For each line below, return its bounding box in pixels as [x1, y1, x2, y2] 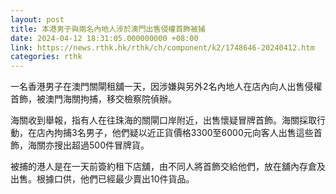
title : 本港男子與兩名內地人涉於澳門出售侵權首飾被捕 [10, 24, 206, 34]
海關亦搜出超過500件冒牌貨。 [27, 139, 150, 151]
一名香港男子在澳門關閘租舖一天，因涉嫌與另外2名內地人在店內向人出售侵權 [10, 81, 323, 93]
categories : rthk [10, 52, 83, 62]
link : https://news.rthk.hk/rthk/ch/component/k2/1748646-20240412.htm [10, 42, 315, 53]
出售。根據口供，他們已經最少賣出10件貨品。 [10, 173, 195, 185]
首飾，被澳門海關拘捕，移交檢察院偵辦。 [10, 93, 177, 105]
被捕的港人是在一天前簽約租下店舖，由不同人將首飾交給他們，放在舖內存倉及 [10, 161, 326, 173]
